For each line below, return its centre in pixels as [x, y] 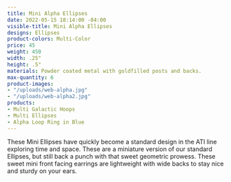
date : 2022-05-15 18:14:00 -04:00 [57, 20]
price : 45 [21, 45]
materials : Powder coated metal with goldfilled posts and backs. [104, 71]
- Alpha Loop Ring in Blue [46, 122]
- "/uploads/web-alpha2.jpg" [49, 97]
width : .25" [24, 58]
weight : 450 [24, 52]
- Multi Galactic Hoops [41, 109]
